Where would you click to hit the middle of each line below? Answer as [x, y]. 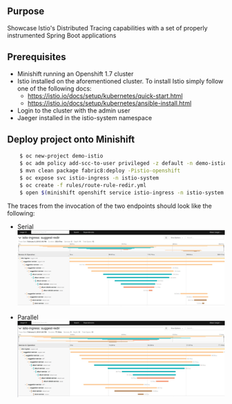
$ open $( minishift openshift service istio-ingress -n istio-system [122, 193]
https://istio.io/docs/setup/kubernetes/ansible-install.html [109, 103]
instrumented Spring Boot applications [62, 35]
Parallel [28, 318]
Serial [25, 227]
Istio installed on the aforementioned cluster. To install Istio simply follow [120, 81]
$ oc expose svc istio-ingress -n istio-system [89, 178]
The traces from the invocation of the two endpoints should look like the [109, 206]
